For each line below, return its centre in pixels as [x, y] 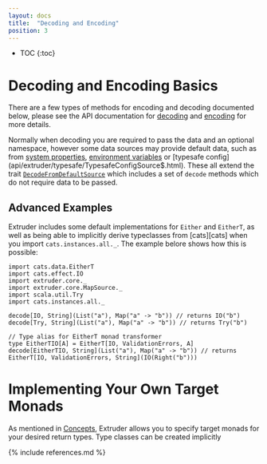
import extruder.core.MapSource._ [66, 288]
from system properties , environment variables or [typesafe [106, 157]
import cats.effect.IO [46, 274]
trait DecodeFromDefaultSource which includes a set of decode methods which [133, 174]
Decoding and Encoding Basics [113, 85]
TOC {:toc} [37, 54]
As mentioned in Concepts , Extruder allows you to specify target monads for [134, 429]
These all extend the [221, 165]
